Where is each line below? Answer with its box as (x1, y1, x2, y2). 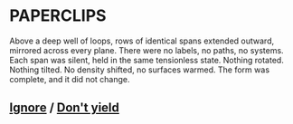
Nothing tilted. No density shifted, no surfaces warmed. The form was (9, 64, 269, 75)
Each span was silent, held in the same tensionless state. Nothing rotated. (9, 54, 285, 65)
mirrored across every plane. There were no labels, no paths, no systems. (9, 44, 284, 55)
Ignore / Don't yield (9, 100, 120, 116)
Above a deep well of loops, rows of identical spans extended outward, (9, 35, 274, 46)
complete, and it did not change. (9, 73, 130, 84)
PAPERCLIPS (9, 5, 107, 26)
